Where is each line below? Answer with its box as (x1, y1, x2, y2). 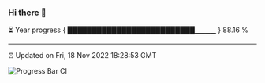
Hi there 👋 (8, 7, 47, 18)
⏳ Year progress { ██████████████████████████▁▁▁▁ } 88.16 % (8, 25, 249, 34)
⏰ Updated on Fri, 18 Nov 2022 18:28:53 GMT (8, 51, 157, 60)
